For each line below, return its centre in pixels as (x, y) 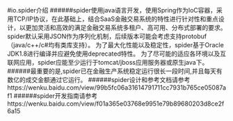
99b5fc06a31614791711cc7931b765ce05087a (161, 88)
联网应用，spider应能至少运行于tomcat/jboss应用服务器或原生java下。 (108, 62)
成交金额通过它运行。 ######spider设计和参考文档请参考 (108, 80)
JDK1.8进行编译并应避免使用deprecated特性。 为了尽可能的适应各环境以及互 (117, 54)
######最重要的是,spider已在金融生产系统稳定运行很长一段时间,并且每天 (112, 71)
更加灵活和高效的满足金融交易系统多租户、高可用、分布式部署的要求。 (126, 27)
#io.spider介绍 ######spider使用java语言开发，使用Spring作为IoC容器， (112, 10)
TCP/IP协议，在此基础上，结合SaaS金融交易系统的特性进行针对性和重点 (116, 19)
